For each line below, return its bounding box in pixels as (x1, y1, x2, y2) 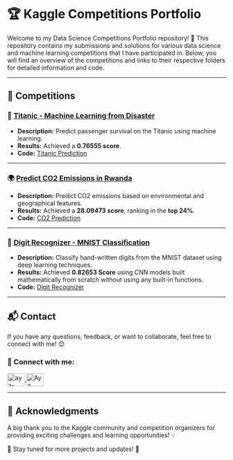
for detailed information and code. (7, 63, 105, 72)
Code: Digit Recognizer (17, 283, 85, 291)
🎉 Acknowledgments (7, 405, 99, 417)
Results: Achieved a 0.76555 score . (17, 141, 121, 150)
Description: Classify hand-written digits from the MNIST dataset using (17, 254, 222, 262)
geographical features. (17, 199, 83, 207)
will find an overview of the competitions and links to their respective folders (7, 56, 225, 64)
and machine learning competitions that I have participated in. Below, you (7, 49, 217, 57)
